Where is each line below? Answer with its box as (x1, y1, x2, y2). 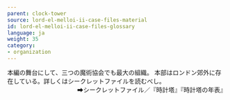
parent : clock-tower (7, 10, 67, 17)
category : (7, 42, 36, 49)
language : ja (7, 29, 45, 37)
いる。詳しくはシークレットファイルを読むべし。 (25, 77, 165, 85)
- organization (7, 49, 51, 56)
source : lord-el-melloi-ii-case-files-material (7, 17, 148, 23)
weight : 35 (7, 36, 39, 43)
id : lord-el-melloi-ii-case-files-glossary (7, 23, 135, 30)
